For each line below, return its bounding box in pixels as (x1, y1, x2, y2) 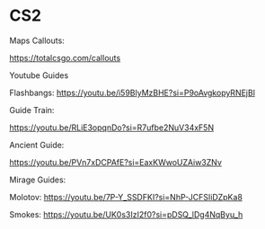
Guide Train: (9, 104, 55, 115)
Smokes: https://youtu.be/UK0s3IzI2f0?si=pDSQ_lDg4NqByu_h (9, 208, 243, 220)
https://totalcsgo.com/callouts (9, 52, 121, 63)
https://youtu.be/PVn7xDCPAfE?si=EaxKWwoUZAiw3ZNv (9, 156, 223, 167)
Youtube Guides (9, 69, 69, 81)
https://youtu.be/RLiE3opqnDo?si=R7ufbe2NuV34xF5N (9, 122, 214, 133)
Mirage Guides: (9, 174, 66, 185)
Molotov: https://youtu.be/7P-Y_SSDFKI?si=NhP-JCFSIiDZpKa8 (9, 191, 243, 202)
